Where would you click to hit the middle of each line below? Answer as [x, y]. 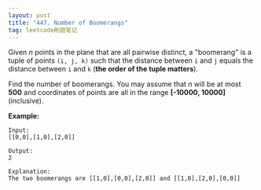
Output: [21, 151]
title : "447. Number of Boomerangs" [68, 23]
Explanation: [29, 172]
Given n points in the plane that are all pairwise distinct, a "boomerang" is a [130, 53]
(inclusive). [26, 101]
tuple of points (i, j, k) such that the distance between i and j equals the [131, 60]
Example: [24, 116]
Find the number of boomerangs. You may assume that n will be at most [125, 84]
